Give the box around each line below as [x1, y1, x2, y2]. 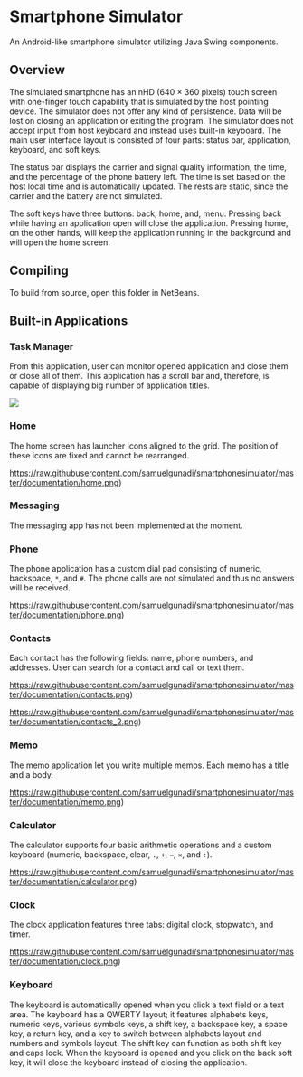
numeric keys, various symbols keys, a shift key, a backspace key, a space [9, 1018, 288, 1029]
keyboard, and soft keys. [9, 144, 101, 155]
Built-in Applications [9, 313, 128, 328]
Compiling [9, 263, 70, 279]
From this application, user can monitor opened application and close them [9, 361, 289, 372]
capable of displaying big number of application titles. [9, 380, 210, 391]
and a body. [9, 769, 54, 779]
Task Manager [9, 340, 74, 353]
